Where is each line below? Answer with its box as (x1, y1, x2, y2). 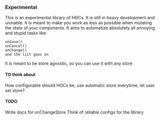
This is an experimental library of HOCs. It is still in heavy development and (5, 15, 155, 21)
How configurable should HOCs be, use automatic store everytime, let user (5, 82, 155, 88)
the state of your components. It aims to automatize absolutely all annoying (5, 25, 155, 31)
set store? (5, 87, 25, 93)
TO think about (5, 71, 36, 77)
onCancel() (5, 44, 27, 49)
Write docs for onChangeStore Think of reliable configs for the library (5, 109, 144, 115)
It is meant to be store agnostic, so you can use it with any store (5, 61, 133, 67)
